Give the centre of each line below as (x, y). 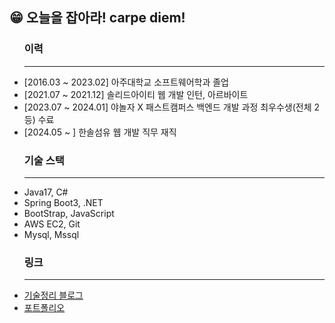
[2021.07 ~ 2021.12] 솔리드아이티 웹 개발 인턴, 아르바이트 (136, 94)
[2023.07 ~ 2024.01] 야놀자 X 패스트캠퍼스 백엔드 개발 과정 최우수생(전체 (167, 107)
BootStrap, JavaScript (69, 213)
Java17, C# (46, 192)
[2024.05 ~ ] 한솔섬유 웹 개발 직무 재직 (100, 132)
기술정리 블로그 (53, 295)
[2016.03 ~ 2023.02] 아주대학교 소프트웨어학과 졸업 (126, 82)
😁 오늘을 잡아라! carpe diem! (97, 18)
